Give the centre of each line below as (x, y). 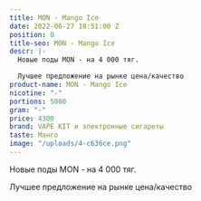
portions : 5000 (38, 101)
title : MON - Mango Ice (54, 18)
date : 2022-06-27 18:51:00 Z (64, 26)
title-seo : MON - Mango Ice (62, 43)
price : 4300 (32, 119)
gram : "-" (28, 110)
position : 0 (32, 34)
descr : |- (28, 52)
